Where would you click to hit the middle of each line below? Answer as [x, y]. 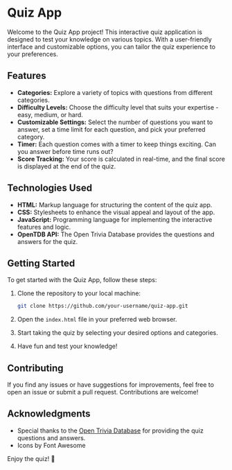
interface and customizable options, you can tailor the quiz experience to [111, 46]
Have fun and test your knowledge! [67, 346]
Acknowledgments [49, 414]
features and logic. [44, 227]
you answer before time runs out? [65, 151]
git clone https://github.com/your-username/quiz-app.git [102, 306]
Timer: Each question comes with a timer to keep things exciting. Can [117, 144]
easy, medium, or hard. [50, 114]
